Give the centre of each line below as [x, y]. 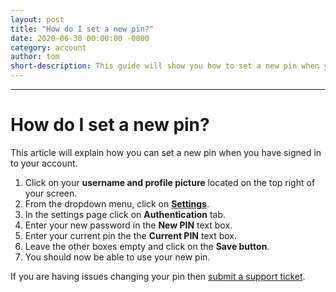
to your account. [44, 163]
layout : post [37, 19]
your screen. [51, 193]
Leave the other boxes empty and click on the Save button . [147, 246]
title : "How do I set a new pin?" [82, 29]
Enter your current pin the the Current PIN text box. [131, 235]
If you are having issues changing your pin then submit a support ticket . [158, 276]
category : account [48, 47]
